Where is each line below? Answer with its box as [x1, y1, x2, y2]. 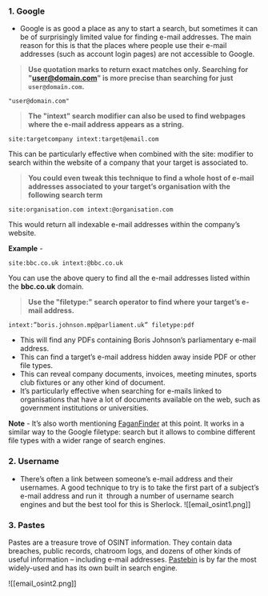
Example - [8, 244, 43, 254]
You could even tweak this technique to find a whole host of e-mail [27, 174, 254, 183]
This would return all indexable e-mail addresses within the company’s [8, 220, 241, 230]
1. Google [8, 6, 46, 17]
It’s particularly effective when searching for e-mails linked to [19, 386, 222, 396]
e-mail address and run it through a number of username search [19, 490, 234, 501]
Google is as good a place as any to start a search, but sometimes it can [19, 24, 258, 34]
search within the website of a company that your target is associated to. [8, 158, 249, 167]
